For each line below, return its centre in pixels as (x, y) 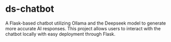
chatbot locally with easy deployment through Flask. (60, 34)
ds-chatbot (30, 9)
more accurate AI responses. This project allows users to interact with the (83, 28)
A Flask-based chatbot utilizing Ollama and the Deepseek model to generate (86, 23)
